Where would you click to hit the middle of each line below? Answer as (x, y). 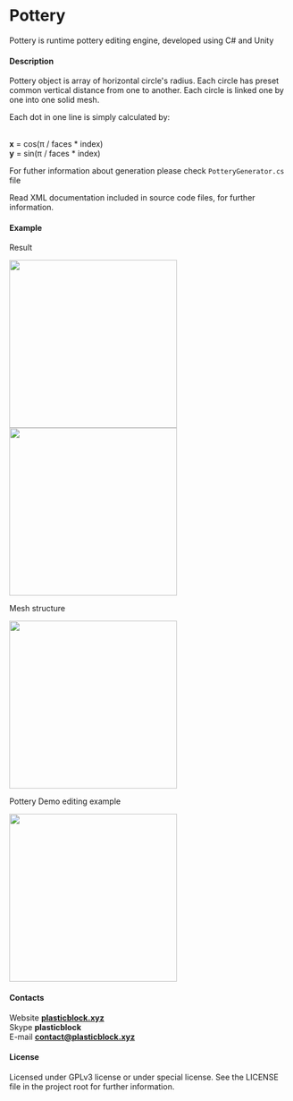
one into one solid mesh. (54, 100)
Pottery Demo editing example (65, 801)
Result (21, 248)
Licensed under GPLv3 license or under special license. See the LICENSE (144, 1077)
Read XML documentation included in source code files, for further (133, 198)
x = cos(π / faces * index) (56, 144)
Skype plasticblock (46, 1027)
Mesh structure (37, 609)
